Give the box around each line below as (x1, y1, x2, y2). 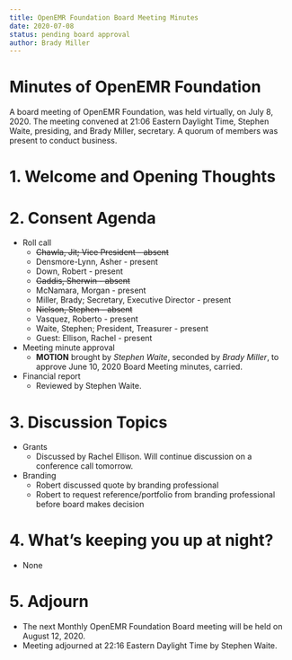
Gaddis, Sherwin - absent (35, 276, 130, 286)
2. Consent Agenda (9, 207, 156, 228)
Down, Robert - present (35, 266, 124, 277)
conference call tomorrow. (35, 461, 134, 471)
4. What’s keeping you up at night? (9, 531, 274, 550)
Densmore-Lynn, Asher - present (35, 257, 159, 268)
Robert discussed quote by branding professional (35, 480, 219, 490)
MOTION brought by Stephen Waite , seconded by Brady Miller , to (35, 352, 279, 363)
